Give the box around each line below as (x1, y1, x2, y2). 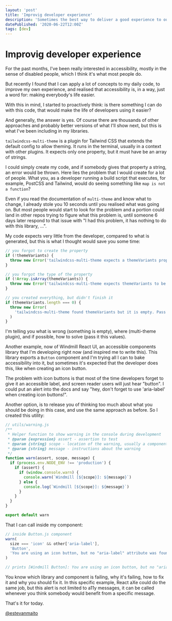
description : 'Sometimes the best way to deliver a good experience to (5, 17, 161, 22)
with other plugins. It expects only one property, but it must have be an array (5, 149, 167, 155)
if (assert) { (14, 465, 45, 470)
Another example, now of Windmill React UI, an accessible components (5, 344, 156, 350)
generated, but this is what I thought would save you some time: (5, 239, 141, 245)
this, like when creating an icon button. (5, 366, 87, 372)
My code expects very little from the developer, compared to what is (5, 233, 149, 239)
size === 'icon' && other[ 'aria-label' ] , (10, 541, 100, 546)
